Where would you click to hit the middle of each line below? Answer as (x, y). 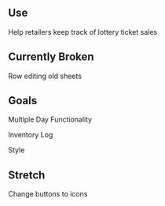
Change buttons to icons (48, 194)
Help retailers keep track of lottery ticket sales (83, 32)
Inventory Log (31, 135)
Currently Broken (51, 57)
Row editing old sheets (45, 76)
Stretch (27, 175)
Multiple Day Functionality (50, 120)
